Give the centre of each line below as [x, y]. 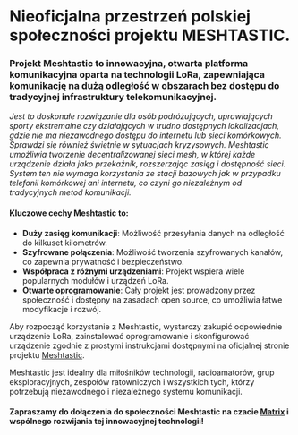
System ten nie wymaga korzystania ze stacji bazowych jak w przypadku [145, 174]
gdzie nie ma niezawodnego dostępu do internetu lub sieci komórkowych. [145, 135]
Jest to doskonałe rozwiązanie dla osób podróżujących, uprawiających [141, 116]
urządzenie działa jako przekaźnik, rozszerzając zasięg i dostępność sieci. [148, 164]
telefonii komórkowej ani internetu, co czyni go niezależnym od [126, 183]
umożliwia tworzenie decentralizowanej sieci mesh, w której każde [132, 155]
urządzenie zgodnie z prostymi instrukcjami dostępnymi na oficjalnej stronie [149, 345]
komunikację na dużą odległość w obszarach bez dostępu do [145, 86]
